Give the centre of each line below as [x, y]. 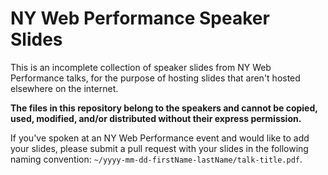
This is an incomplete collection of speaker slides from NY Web [141, 67]
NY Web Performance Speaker [140, 18]
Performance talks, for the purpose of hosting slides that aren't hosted [155, 78]
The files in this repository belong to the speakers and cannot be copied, [164, 108]
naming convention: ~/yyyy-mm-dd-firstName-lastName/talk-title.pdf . [156, 159]
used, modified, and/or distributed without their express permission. [156, 118]
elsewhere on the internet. [64, 88]
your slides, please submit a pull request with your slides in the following [159, 148]
